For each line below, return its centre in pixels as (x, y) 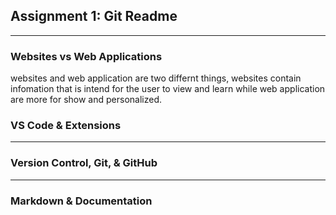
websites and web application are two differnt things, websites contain (156, 78)
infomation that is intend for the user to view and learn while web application (168, 89)
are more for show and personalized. (86, 100)
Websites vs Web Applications (86, 56)
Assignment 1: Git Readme (94, 16)
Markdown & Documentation (81, 201)
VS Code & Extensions (66, 126)
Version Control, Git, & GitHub (84, 163)
